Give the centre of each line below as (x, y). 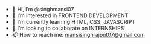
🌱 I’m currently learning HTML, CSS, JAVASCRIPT (74, 22)
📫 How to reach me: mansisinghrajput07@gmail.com (78, 35)
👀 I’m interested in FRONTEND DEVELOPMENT (70, 15)
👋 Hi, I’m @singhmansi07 (43, 9)
